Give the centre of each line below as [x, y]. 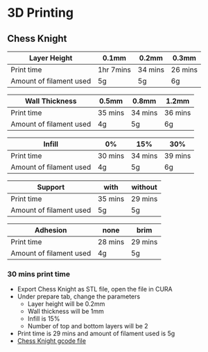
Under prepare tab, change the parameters [79, 296]
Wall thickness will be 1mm [66, 312]
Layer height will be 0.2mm [66, 304]
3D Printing [41, 13]
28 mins [111, 242]
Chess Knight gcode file [52, 341]
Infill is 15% [44, 319]
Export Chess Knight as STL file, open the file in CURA [95, 289]
